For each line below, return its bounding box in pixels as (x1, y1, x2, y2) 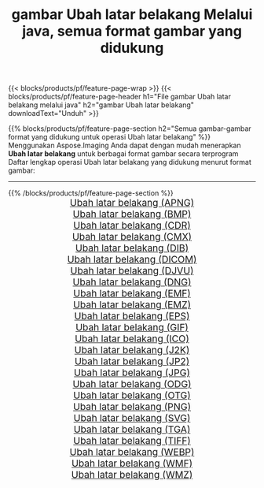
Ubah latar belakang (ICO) (74, 333, 190, 345)
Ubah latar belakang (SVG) (73, 412, 191, 425)
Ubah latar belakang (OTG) (73, 389, 191, 402)
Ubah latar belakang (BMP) (72, 208, 192, 221)
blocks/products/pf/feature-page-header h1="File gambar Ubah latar (8, 92, 232, 102)
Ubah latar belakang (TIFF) (73, 435, 191, 447)
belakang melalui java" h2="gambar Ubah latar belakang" (8, 100, 195, 110)
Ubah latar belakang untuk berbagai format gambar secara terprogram (8, 149, 239, 158)
